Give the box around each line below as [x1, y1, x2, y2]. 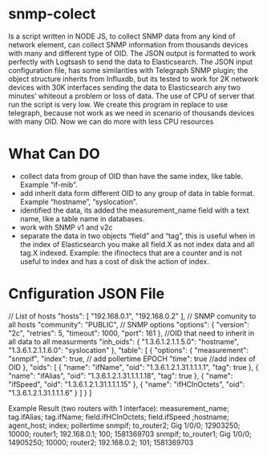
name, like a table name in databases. [19, 213, 145, 223]
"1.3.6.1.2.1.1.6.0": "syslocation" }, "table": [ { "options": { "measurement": [8, 345, 249, 355]
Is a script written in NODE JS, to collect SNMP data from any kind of [8, 31, 236, 41]
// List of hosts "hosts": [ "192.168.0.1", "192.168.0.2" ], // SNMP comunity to [8, 311, 257, 321]
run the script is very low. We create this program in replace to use [8, 100, 229, 109]
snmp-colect [8, 5, 96, 23]
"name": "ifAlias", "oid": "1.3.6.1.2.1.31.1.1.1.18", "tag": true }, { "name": [8, 371, 233, 380]
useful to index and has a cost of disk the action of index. [19, 256, 210, 266]
